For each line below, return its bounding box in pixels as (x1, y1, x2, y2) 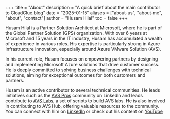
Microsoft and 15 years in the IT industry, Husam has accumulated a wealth (5, 35, 162, 41)
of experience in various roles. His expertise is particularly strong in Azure (5, 41, 160, 47)
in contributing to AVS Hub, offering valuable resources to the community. (5, 103, 160, 109)
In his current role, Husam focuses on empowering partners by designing (5, 56, 158, 62)
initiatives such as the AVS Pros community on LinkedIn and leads (5, 93, 143, 98)
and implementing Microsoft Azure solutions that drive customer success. (5, 62, 160, 67)
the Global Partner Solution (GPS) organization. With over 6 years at (5, 30, 147, 36)
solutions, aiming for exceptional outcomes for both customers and (5, 72, 146, 78)
